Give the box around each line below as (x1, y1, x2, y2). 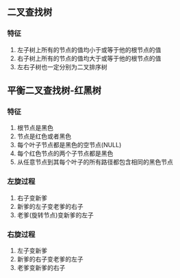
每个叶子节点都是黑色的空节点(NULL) (16, 141, 122, 149)
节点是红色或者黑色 (16, 132, 72, 140)
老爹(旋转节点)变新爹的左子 (16, 211, 94, 219)
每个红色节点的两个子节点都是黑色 (16, 149, 114, 157)
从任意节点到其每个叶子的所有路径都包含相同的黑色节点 (16, 158, 173, 166)
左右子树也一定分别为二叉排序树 (16, 62, 107, 71)
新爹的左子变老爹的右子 (16, 202, 83, 210)
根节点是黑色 (16, 124, 53, 132)
